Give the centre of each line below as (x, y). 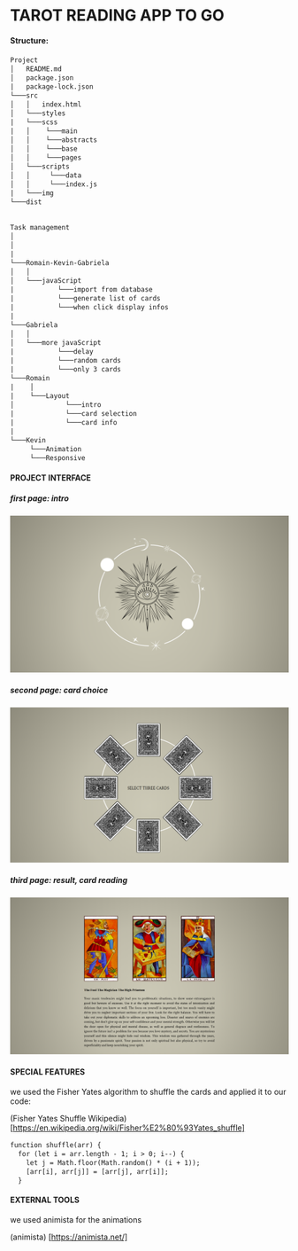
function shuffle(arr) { (56, 1145)
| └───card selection (74, 414)
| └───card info (64, 423)
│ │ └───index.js (54, 184)
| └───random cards (66, 361)
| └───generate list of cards (86, 299)
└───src (24, 96)
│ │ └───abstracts (54, 140)
